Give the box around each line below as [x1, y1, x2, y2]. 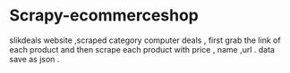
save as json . [9, 53, 60, 64]
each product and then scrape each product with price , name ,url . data [9, 44, 276, 54]
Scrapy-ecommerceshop [9, 5, 199, 26]
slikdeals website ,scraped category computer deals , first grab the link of [9, 35, 281, 45]
